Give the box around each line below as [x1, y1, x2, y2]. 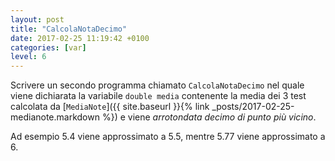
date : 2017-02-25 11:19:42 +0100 [10, 33, 150, 43]
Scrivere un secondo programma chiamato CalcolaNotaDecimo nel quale [10, 79, 305, 91]
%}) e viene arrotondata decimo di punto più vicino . [101, 111, 317, 123]
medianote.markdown [10, 111, 100, 123]
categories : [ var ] [10, 42, 87, 53]
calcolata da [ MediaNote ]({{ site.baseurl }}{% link [10, 101, 210, 113]
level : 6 [10, 52, 47, 62]
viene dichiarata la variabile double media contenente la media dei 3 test [10, 90, 307, 102]
